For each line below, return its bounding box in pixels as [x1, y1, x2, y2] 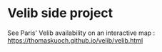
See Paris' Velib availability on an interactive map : [7, 28, 156, 37]
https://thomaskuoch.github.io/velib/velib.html [7, 36, 143, 44]
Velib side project [7, 5, 113, 21]
